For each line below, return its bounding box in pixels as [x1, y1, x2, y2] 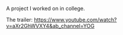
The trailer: [6, 16, 33, 23]
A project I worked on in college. [6, 5, 85, 12]
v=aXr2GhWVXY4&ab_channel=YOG [6, 23, 95, 29]
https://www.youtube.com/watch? [34, 16, 117, 23]
